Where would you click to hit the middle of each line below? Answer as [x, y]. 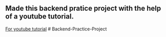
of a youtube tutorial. [40, 17]
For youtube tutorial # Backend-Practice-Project [56, 29]
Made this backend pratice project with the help [83, 8]
